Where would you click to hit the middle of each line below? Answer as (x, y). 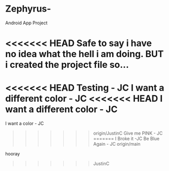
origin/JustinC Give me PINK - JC (128, 133)
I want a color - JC (25, 123)
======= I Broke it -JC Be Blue (126, 139)
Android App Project (27, 23)
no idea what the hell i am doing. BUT (85, 54)
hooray (13, 154)
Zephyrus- (28, 9)
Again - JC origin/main (117, 144)
